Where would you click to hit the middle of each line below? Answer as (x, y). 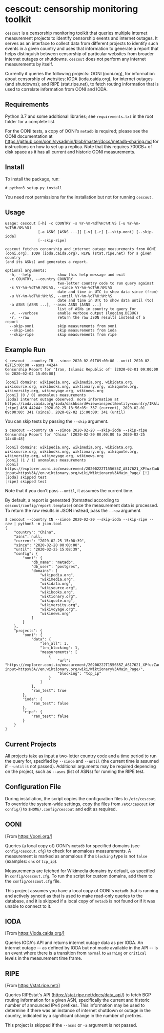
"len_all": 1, (54, 644)
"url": (64, 661)
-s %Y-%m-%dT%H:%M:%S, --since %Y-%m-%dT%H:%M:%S (61, 288)
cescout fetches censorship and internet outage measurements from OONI (81, 249)
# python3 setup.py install (34, 188)
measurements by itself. (29, 64)
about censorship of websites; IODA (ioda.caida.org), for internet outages (79, 79)
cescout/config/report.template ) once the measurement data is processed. (82, 506)
